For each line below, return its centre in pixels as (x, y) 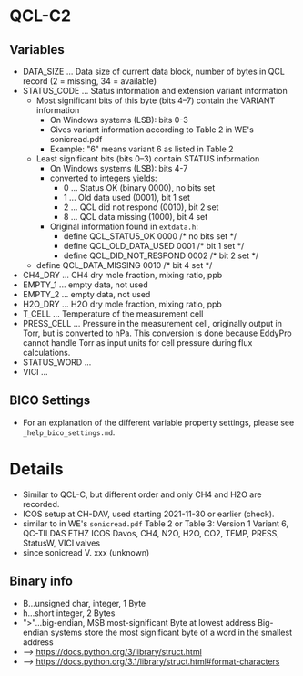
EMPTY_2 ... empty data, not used (86, 294)
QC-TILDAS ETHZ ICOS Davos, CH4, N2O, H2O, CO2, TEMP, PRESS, (151, 533)
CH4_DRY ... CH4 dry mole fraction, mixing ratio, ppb (122, 275)
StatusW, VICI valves (61, 543)
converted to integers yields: (103, 178)
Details (36, 469)
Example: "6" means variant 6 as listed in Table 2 (141, 149)
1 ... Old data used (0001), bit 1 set (127, 198)
